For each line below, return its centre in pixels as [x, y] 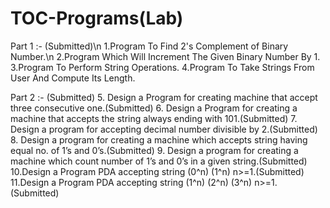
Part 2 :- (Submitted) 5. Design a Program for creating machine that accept [164, 97]
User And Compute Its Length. [73, 78]
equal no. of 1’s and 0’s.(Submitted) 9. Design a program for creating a [154, 150]
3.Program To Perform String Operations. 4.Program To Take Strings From [162, 67]
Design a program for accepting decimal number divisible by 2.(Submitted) [164, 129]
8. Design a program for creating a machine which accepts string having [159, 139]
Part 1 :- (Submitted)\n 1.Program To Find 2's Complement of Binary [149, 46]
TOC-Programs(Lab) [97, 18]
